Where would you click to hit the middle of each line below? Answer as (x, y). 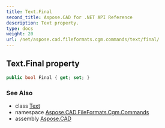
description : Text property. (43, 23)
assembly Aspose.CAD (43, 118)
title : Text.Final (29, 12)
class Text (28, 106)
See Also (19, 93)
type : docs (20, 28)
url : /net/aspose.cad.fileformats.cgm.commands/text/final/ (83, 39)
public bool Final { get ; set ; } (48, 77)
